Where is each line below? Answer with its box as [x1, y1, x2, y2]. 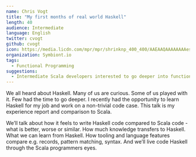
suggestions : [6, 68, 38, 74]
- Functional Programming [11, 62, 75, 69]
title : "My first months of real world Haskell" [6, 14, 127, 20]
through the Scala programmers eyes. [6, 144, 97, 152]
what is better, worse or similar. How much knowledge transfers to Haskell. [6, 126, 185, 133]
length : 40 [6, 19, 33, 25]
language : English [6, 30, 51, 36]
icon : [6, 47, 19, 53]
